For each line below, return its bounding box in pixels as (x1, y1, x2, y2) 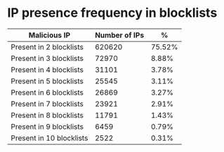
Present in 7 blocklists (11, 99, 84, 109)
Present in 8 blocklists (11, 110, 84, 120)
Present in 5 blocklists (11, 76, 84, 85)
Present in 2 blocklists (11, 42, 84, 52)
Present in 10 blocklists (11, 133, 88, 143)
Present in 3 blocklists (11, 53, 84, 63)
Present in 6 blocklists (11, 88, 84, 97)
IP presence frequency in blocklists (7, 5, 218, 21)
